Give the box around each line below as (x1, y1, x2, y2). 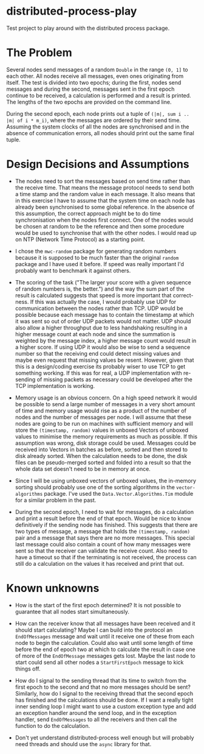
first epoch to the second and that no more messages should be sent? (15, 683, 191, 691)
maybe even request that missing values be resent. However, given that (15, 356, 194, 364)
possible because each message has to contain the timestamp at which (15, 311, 194, 318)
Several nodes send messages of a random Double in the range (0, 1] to (6, 66, 188, 73)
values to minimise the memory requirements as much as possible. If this (15, 432, 198, 440)
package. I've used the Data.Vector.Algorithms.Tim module (44, 490, 194, 497)
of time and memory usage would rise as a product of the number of (15, 407, 187, 414)
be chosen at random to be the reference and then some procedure (15, 222, 185, 230)
